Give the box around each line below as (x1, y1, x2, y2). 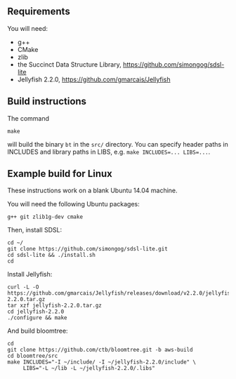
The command (7, 114, 50, 122)
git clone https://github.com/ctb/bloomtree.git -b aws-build (7, 347, 193, 354)
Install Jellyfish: (7, 270, 53, 279)
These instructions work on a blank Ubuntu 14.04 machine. (7, 186, 178, 195)
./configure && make (7, 314, 68, 321)
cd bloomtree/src (7, 352, 58, 360)
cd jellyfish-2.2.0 (7, 308, 65, 315)
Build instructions (7, 95, 86, 107)
